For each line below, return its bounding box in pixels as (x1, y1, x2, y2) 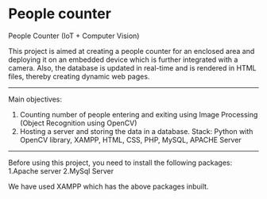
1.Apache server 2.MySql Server (8, 166, 114, 175)
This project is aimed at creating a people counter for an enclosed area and (8, 46, 255, 55)
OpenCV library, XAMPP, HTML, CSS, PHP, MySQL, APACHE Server (19, 135, 242, 144)
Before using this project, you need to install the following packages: (8, 158, 233, 167)
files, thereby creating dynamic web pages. (8, 71, 150, 81)
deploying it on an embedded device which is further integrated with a (8, 55, 238, 64)
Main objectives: (8, 94, 62, 104)
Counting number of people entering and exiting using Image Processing (19, 109, 258, 119)
